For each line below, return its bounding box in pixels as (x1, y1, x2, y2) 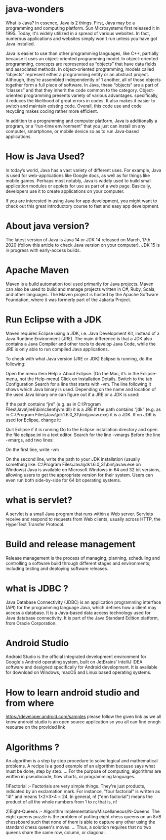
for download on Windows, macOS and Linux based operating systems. (5, 669, 152, 675)
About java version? (5, 221, 89, 232)
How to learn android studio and (5, 687, 140, 698)
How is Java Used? (5, 151, 85, 162)
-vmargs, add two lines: (5, 437, 54, 443)
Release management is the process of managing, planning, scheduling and (5, 555, 160, 561)
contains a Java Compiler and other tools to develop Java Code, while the (5, 341, 156, 347)
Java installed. (5, 41, 35, 46)
